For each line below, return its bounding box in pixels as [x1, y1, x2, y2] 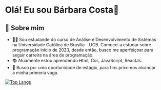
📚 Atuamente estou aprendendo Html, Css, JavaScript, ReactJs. [12, 58, 142, 63]
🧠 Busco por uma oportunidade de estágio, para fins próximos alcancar [12, 65, 156, 70]
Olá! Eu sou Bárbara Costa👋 [5, 4, 119, 16]
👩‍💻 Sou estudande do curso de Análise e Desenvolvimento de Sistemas [12, 36, 157, 42]
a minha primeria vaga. [12, 70, 59, 75]
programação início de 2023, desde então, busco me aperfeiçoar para [12, 47, 154, 53]
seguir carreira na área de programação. [12, 52, 94, 58]
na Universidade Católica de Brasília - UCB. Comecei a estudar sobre [12, 42, 151, 48]
